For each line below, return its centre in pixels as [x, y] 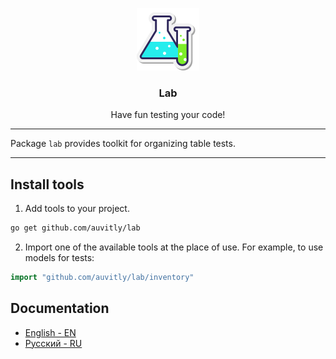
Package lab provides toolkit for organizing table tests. [123, 144]
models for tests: [59, 257]
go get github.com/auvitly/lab [75, 228]
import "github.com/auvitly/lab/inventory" [102, 277]
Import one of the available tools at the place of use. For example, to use [174, 247]
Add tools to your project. [77, 209]
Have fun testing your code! [168, 115]
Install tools [47, 184]
